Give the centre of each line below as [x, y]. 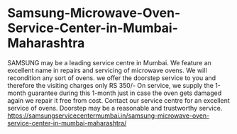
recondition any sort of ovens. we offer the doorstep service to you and [112, 78]
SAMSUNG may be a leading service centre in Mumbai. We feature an [109, 62]
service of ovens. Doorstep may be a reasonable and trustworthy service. [115, 108]
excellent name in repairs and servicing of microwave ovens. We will [107, 70]
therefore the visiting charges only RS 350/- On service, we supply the [111, 85]
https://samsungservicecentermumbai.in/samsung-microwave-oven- [109, 116]
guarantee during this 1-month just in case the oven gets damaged [125, 93]
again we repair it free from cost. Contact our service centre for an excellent [119, 100]
